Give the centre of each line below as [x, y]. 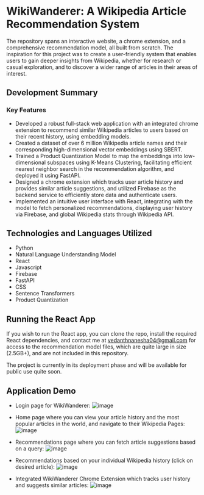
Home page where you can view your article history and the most [97, 417]
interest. [17, 73]
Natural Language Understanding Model [65, 255]
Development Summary [52, 93]
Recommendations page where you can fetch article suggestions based [105, 442]
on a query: [30, 449]
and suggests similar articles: [52, 485]
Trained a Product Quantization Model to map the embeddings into [99, 156]
